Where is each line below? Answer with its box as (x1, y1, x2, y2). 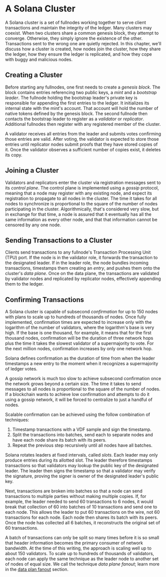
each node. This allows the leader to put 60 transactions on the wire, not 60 (5, 509, 160, 515)
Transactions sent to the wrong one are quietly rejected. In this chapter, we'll (5, 40, 162, 46)
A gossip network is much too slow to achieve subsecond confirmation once (5, 376, 162, 382)
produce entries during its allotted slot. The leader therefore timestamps (5, 457, 153, 463)
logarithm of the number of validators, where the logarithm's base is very (5, 324, 155, 331)
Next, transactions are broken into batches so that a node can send (5, 488, 143, 494)
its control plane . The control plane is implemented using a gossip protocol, (5, 185, 160, 191)
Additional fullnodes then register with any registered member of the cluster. (5, 121, 161, 127)
